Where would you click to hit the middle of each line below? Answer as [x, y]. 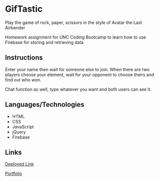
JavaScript [23, 127]
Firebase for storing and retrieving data [44, 42]
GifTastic [24, 9]
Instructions [24, 58]
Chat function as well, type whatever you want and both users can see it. [78, 89]
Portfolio [14, 174]
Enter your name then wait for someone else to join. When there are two [77, 69]
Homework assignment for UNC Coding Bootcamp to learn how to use [76, 37]
